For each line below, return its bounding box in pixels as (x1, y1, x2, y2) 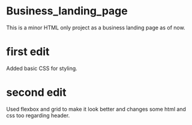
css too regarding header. (6, 112, 70, 119)
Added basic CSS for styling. (6, 65, 78, 72)
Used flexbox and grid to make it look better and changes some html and (6, 105, 186, 112)
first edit (6, 45, 50, 59)
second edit (6, 86, 67, 99)
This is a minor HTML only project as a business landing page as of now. (6, 24, 185, 31)
